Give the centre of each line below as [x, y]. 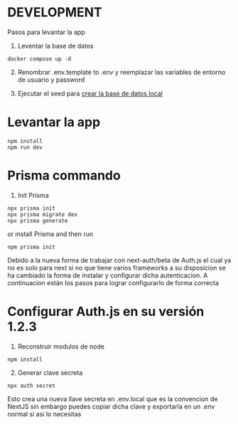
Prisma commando [64, 176]
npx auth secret [31, 386]
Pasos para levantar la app [46, 32]
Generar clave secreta [50, 372]
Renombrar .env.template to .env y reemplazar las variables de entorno [121, 72]
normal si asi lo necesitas [44, 414]
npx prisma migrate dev [43, 214]
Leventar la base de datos [55, 46]
